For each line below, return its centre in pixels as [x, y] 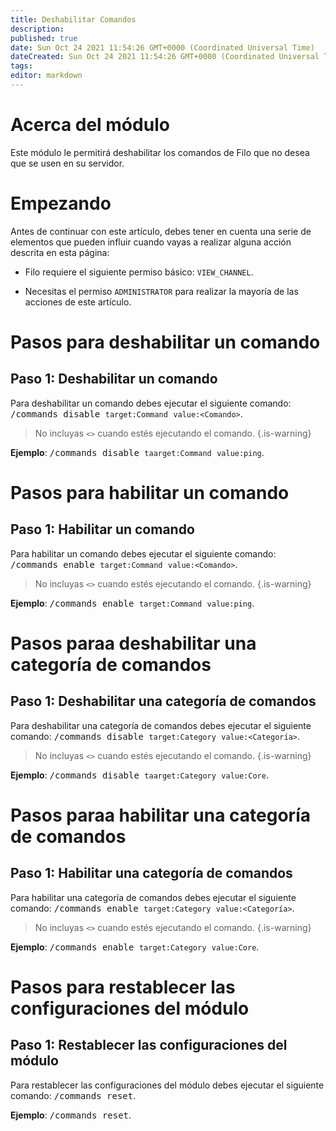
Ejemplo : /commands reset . [71, 1115]
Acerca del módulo [90, 125]
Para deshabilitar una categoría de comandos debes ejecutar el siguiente [161, 725]
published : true [44, 38]
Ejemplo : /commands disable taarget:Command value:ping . [137, 452]
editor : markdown [46, 76]
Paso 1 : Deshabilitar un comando [114, 379]
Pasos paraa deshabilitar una [133, 643]
